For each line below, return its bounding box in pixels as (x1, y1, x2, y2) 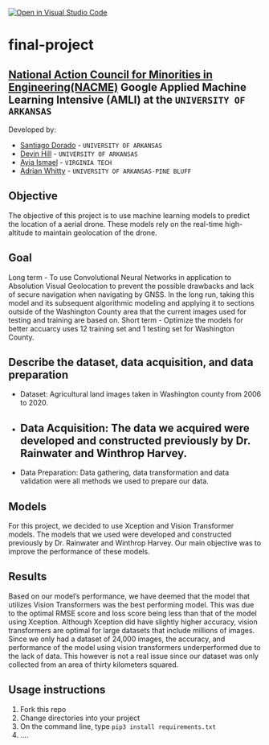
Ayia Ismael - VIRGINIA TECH (19, 158, 112, 167)
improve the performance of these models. (8, 547, 150, 557)
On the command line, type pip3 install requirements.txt (19, 721, 217, 731)
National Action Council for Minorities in (8, 68, 213, 81)
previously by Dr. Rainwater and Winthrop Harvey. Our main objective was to (8, 538, 262, 548)
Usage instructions (8, 683, 106, 697)
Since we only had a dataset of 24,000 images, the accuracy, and (8, 634, 226, 644)
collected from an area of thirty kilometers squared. (8, 660, 179, 669)
